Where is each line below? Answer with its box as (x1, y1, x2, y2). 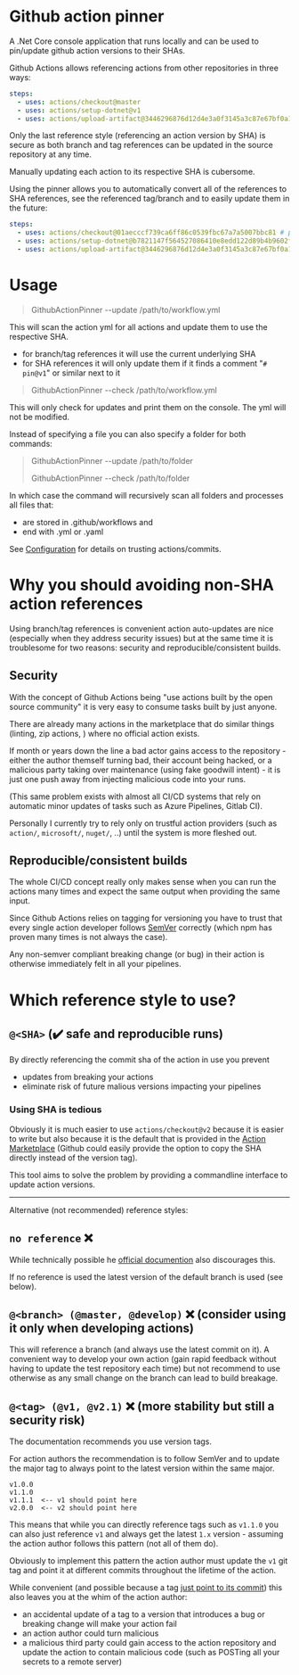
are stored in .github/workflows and (21, 516, 154, 527)
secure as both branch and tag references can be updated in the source (9, 140, 273, 151)
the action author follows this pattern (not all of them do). (9, 1539, 219, 1549)
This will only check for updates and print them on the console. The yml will (9, 401, 287, 412)
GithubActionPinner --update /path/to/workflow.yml (30, 304, 221, 315)
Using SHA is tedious (9, 1103, 102, 1116)
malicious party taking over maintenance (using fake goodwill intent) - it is (9, 764, 281, 775)
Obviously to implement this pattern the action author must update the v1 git (9, 1555, 288, 1566)
